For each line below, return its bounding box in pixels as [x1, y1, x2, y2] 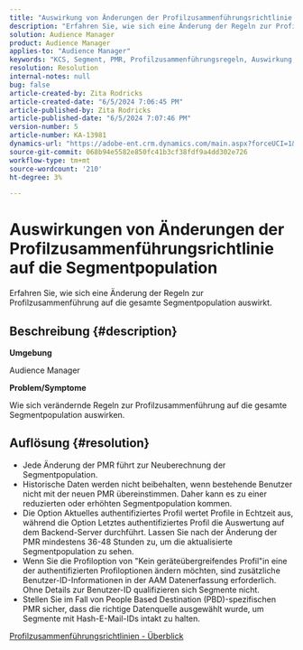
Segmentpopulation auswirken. [9, 410, 125, 420]
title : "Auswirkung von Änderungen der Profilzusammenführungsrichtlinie [9, 13, 293, 23]
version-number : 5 [9, 123, 78, 132]
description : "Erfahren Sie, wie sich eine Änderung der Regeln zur [9, 22, 272, 31]
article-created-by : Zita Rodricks [9, 88, 143, 97]
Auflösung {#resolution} [9, 435, 151, 451]
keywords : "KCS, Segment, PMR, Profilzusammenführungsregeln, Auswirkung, [9, 55, 297, 64]
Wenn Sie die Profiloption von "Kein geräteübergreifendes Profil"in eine [22, 555, 288, 566]
